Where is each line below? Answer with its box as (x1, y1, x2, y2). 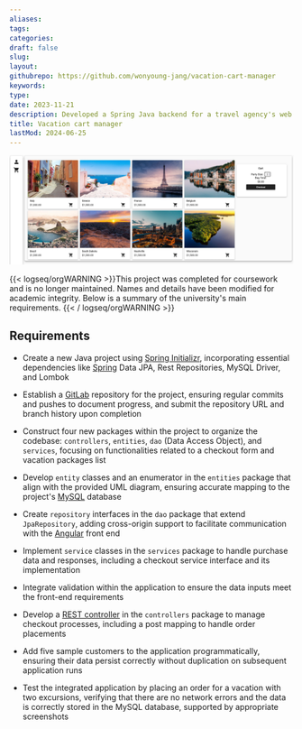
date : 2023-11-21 (9, 100, 75, 109)
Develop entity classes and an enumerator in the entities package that (22, 472, 291, 483)
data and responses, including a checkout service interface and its (22, 555, 270, 566)
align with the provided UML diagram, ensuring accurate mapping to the (22, 481, 290, 492)
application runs (22, 664, 83, 676)
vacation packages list (22, 454, 106, 465)
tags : (9, 23, 30, 33)
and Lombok (22, 371, 69, 383)
